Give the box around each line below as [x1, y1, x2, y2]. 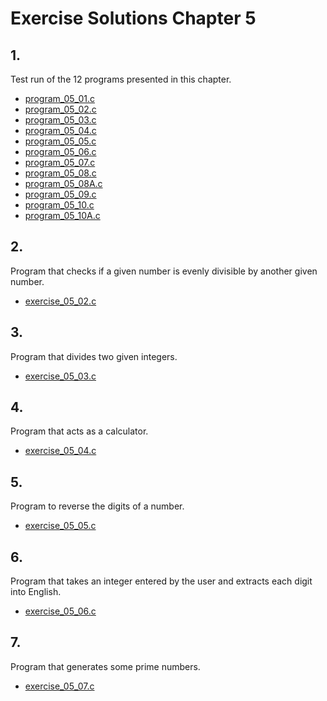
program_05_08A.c [24, 178, 103, 189]
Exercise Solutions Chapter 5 [10, 7, 257, 30]
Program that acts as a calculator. [10, 425, 149, 437]
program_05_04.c [24, 125, 97, 136]
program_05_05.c [24, 135, 97, 147]
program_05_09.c [24, 188, 97, 200]
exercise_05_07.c [24, 680, 95, 692]
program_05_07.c [24, 157, 96, 168]
